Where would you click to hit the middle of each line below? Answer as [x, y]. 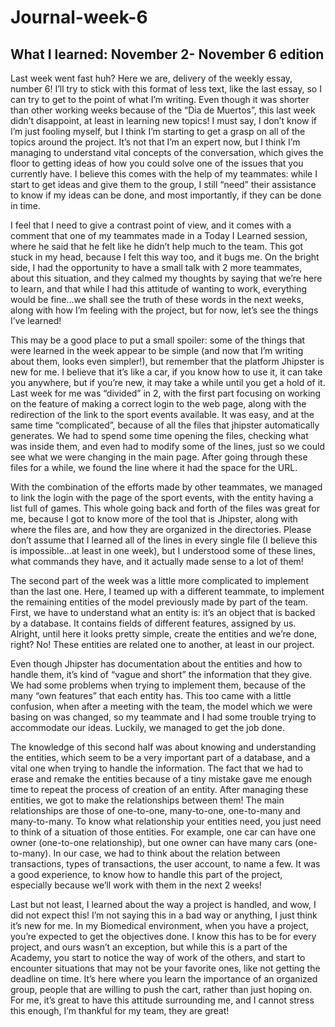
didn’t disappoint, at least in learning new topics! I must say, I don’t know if [164, 120]
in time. [26, 205]
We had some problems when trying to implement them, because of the [158, 685]
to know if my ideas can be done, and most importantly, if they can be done [166, 195]
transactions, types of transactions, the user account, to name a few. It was [165, 864]
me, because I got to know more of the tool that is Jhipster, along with [154, 519]
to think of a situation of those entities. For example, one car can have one [163, 832]
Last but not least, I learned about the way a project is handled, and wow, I [163, 904]
